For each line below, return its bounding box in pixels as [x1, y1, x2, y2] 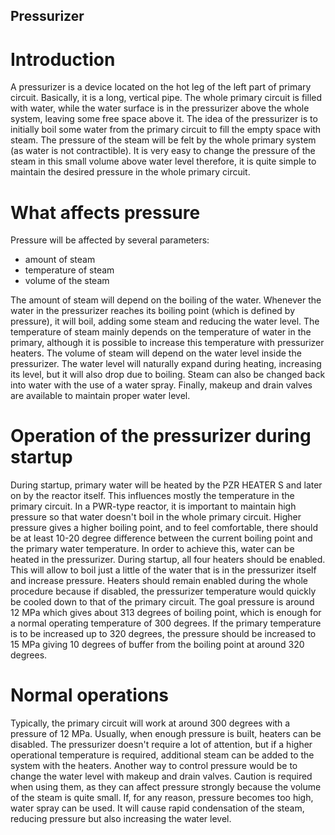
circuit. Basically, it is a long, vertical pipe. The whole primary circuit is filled [10, 92, 323, 104]
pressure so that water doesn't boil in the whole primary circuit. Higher [10, 511, 302, 523]
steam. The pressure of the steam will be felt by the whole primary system [10, 134, 317, 146]
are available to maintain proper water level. [10, 390, 191, 402]
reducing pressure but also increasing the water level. [10, 813, 232, 825]
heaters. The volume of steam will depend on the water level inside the [10, 347, 302, 359]
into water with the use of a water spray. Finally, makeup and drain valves [10, 379, 313, 391]
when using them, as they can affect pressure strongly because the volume [10, 781, 322, 793]
